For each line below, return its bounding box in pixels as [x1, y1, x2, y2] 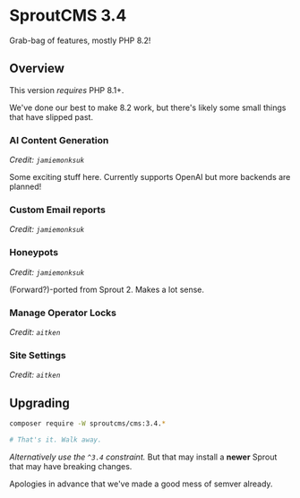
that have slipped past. [9, 111, 94, 122]
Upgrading [9, 395, 70, 410]
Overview [9, 61, 65, 76]
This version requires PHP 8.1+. [9, 84, 124, 95]
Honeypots [9, 246, 59, 259]
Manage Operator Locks [9, 306, 116, 319]
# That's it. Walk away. [9, 435, 102, 444]
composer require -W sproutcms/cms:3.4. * [9, 419, 167, 428]
